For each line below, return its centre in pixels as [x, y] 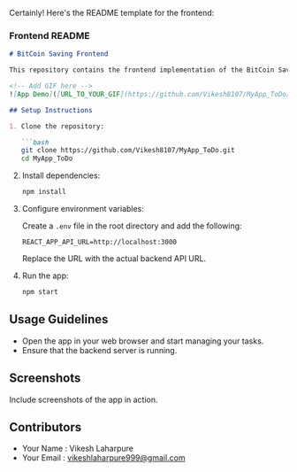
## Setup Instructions [51, 110]
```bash [35, 142]
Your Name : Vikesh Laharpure [78, 449]
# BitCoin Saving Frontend [59, 54]
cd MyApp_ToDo [47, 159]
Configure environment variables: [83, 209]
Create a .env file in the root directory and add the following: [132, 226]
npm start [40, 292]
